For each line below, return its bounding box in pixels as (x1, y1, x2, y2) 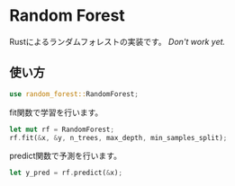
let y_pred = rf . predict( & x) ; (9, 168, 123, 178)
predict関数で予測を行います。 (9, 150, 122, 162)
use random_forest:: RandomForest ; (9, 89, 140, 99)
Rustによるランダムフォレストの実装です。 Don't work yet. (9, 36, 226, 47)
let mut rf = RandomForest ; (9, 125, 115, 134)
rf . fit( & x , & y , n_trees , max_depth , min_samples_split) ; (9, 133, 228, 142)
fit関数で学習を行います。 (9, 107, 104, 118)
